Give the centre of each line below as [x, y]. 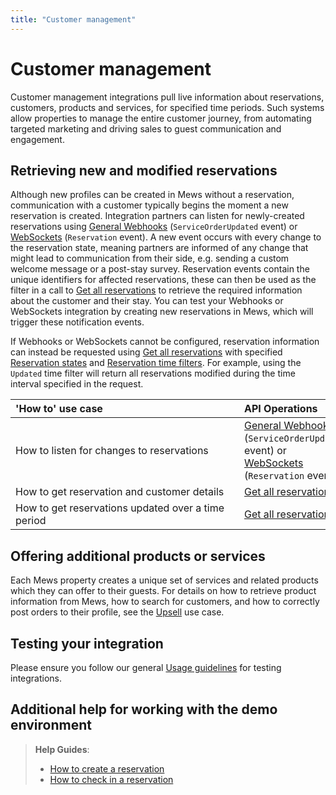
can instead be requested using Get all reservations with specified [146, 352]
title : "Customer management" [73, 19]
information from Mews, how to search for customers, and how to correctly [165, 602]
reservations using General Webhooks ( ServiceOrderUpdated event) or [154, 227]
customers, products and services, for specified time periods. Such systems [167, 107]
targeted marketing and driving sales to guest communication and [146, 128]
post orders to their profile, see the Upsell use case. [117, 612]
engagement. [37, 139]
